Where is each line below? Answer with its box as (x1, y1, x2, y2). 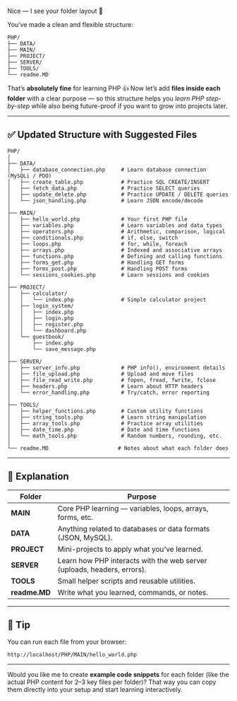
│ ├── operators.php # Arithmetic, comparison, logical (7, 228, 226, 235)
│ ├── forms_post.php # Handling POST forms (7, 265, 188, 272)
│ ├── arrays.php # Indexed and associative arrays (7, 246, 222, 254)
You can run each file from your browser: (7, 637, 127, 647)
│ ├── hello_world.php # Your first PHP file (7, 216, 188, 223)
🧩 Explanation (7, 470, 69, 482)
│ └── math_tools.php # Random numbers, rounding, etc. (7, 432, 222, 439)
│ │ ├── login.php (7, 315, 74, 322)
